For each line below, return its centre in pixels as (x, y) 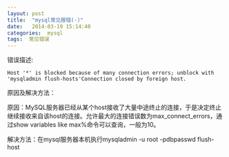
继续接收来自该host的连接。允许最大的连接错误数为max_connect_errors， (112, 116)
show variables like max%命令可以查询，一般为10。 (86, 124)
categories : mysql (35, 33)
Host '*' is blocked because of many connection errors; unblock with (111, 73)
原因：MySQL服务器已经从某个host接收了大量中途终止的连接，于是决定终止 (114, 107)
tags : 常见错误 (28, 39)
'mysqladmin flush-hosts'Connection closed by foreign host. (97, 79)
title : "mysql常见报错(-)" (46, 20)
